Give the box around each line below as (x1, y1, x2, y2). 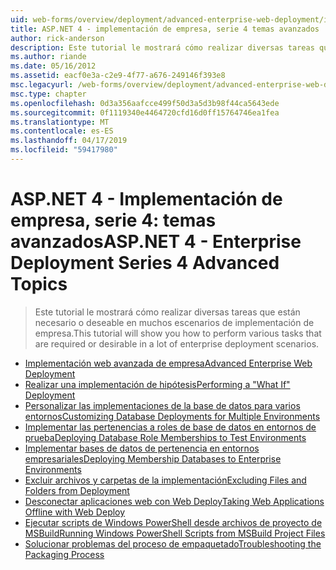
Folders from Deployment (24, 484, 130, 496)
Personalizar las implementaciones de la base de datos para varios (24, 399, 301, 411)
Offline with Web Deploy (24, 506, 126, 518)
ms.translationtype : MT (10, 117, 110, 127)
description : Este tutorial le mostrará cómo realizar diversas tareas (10, 42, 315, 53)
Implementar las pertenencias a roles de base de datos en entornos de (24, 421, 317, 433)
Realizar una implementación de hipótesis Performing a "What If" (24, 378, 291, 390)
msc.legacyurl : (10, 80, 74, 90)
